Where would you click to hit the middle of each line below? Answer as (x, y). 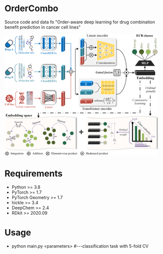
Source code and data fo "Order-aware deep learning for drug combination (80, 22)
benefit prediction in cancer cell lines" (43, 27)
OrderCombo (32, 9)
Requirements (34, 174)
